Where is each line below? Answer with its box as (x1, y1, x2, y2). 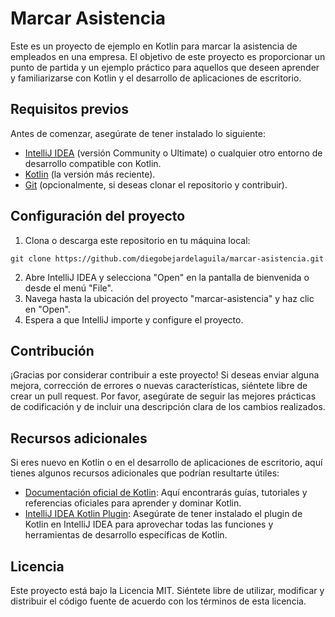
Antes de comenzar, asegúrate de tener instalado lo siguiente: (10, 127, 267, 139)
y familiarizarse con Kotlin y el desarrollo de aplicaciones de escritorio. (10, 72, 302, 84)
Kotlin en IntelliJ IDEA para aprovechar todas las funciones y (24, 518, 274, 531)
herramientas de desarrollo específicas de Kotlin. (24, 529, 228, 541)
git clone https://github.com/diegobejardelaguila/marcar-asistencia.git (10, 253, 325, 264)
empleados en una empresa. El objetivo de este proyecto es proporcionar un (10, 50, 326, 62)
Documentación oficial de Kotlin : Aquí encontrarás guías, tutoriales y (24, 487, 308, 499)
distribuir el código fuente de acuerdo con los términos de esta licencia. (10, 595, 307, 607)
